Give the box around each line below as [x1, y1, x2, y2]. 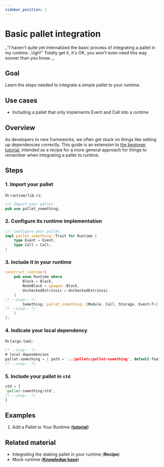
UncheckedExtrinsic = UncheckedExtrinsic [22, 288, 108, 293]
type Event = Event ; [14, 238, 56, 243]
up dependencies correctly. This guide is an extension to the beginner [5, 142, 146, 147]
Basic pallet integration [5, 28, 101, 39]
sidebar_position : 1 [5, 7, 47, 12]
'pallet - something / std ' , [5, 389, 56, 393]
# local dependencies [5, 352, 49, 357]
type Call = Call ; [14, 243, 51, 247]
